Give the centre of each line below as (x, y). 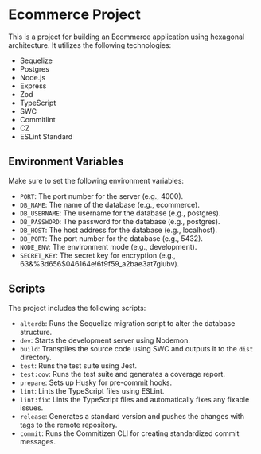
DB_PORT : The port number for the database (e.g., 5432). (111, 238)
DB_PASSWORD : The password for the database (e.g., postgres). (120, 221)
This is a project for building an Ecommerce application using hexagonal (127, 37)
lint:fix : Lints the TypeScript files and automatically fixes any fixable (134, 399)
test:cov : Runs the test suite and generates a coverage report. (122, 374)
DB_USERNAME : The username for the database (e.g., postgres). (120, 213)
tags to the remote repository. (68, 425)
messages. (38, 441)
